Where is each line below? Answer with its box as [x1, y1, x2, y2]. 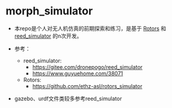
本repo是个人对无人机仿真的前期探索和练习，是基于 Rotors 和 [14, 25, 167, 32]
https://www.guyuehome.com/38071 [32, 70, 123, 77]
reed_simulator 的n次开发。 [14, 32, 82, 40]
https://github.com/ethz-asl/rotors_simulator [32, 82, 143, 89]
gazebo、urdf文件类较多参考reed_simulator [14, 95, 122, 102]
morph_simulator [5, 4, 93, 18]
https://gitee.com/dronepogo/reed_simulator [32, 63, 143, 70]
